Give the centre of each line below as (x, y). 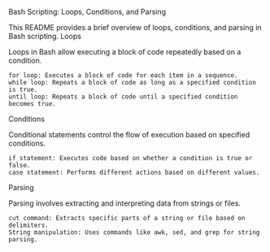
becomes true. (33, 104)
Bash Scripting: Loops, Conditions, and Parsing (87, 12)
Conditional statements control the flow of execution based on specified (129, 135)
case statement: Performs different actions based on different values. (134, 172)
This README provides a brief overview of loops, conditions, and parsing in (135, 27)
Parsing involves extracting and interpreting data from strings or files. (125, 203)
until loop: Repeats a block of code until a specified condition (123, 97)
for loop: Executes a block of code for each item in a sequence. (123, 76)
